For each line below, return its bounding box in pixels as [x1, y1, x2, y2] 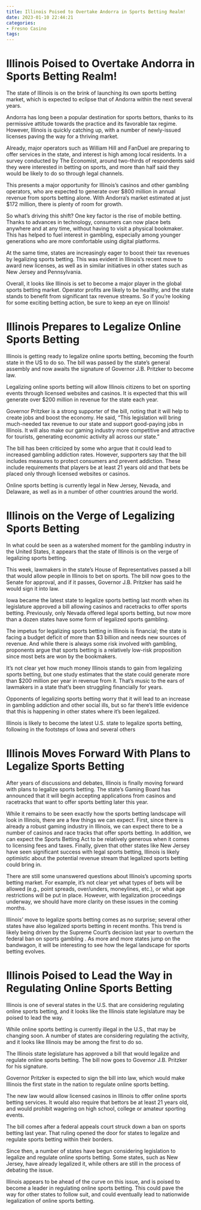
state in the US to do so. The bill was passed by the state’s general [6, 359, 170, 366]
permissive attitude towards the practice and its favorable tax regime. [6, 120, 178, 128]
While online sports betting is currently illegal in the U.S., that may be [6, 1026, 176, 1033]
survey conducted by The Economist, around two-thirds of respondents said [6, 157, 195, 165]
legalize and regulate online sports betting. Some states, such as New [6, 1154, 178, 1161]
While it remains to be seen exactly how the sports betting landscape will [6, 810, 186, 817]
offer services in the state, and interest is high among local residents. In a [6, 151, 187, 158]
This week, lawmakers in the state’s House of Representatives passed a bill [6, 565, 191, 573]
